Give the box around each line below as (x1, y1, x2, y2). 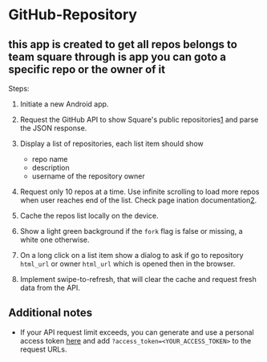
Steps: (8, 84, 30, 93)
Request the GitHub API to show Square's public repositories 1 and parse (19, 115, 259, 124)
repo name (31, 155, 68, 163)
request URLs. (19, 344, 67, 354)
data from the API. (19, 283, 80, 292)
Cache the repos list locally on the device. (19, 211, 159, 220)
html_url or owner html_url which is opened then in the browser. (19, 259, 236, 268)
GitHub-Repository (8, 6, 138, 24)
